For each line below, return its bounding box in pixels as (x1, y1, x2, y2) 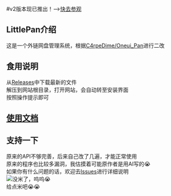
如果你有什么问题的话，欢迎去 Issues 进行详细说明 (6, 168, 129, 175)
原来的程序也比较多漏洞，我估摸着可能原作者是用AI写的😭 (6, 160, 150, 168)
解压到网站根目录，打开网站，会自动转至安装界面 (6, 86, 129, 93)
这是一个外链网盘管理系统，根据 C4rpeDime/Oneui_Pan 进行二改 (6, 42, 165, 49)
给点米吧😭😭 (6, 183, 41, 190)
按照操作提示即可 (6, 93, 49, 101)
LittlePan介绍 (6, 25, 56, 35)
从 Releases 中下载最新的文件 (6, 78, 77, 86)
